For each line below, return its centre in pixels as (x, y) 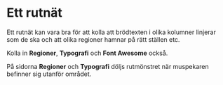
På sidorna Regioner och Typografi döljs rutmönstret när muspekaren (108, 66)
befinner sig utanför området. (49, 74)
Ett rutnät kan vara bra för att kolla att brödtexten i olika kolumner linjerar (111, 32)
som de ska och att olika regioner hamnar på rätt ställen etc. (93, 39)
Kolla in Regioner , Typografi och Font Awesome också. (87, 53)
